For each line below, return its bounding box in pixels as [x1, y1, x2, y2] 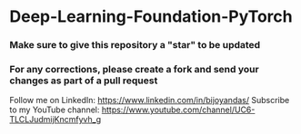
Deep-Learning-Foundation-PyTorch [9, 6, 293, 27]
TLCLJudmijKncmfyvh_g [9, 114, 102, 125]
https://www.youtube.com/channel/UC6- [101, 104, 256, 115]
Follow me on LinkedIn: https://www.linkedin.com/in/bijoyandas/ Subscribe [9, 95, 290, 106]
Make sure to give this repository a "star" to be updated [9, 39, 261, 52]
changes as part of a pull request [9, 74, 158, 87]
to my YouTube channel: [9, 104, 100, 115]
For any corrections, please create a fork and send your [9, 63, 259, 76]
